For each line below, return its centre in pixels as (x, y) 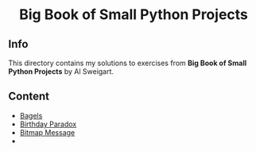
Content (29, 97)
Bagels (31, 115)
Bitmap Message (47, 132)
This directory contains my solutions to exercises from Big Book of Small (128, 63)
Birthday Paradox (48, 124)
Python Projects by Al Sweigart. (61, 72)
